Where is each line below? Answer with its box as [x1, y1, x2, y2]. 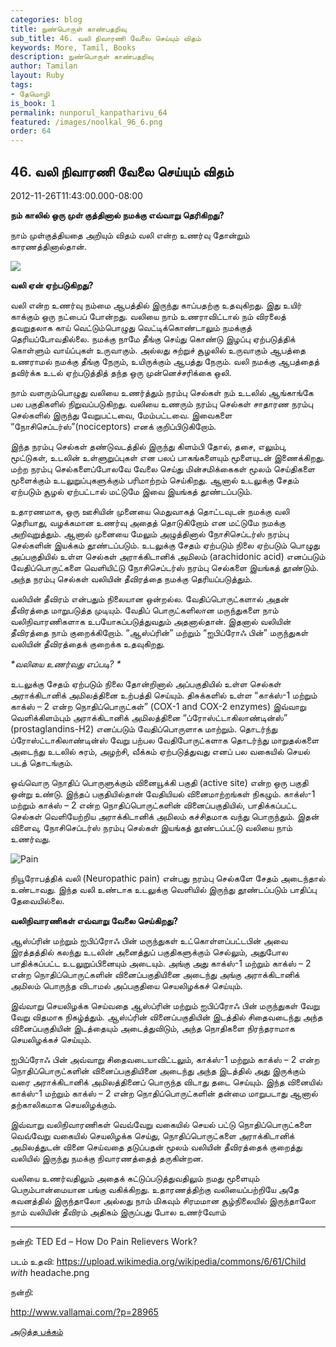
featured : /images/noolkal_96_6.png [10, 117, 163, 127]
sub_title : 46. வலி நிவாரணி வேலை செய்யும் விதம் [10, 33, 202, 43]
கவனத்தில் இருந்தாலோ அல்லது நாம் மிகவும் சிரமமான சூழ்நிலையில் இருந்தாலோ [10, 1194, 317, 1206]
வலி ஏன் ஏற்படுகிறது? [10, 279, 94, 291]
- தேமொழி [10, 89, 50, 99]
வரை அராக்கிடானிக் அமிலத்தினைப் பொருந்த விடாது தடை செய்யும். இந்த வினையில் [10, 1076, 323, 1088]
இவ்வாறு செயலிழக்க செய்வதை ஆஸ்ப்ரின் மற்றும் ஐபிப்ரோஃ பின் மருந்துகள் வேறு [10, 999, 320, 1011]
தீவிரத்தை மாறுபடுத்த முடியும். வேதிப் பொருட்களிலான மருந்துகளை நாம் [10, 604, 279, 616]
